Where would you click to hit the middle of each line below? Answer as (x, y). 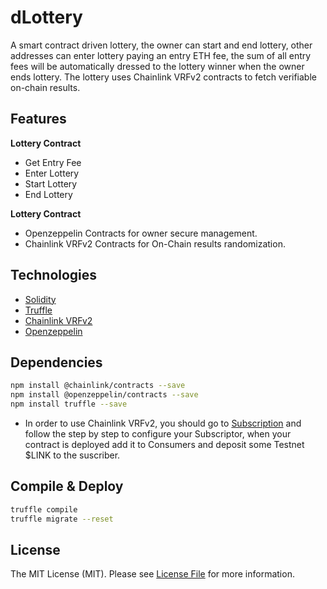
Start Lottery (51, 183)
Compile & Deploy (67, 486)
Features (38, 119)
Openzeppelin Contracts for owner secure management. (141, 233)
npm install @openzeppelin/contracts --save (104, 395)
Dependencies (56, 362)
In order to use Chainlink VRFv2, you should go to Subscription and (163, 423)
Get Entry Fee (53, 162)
